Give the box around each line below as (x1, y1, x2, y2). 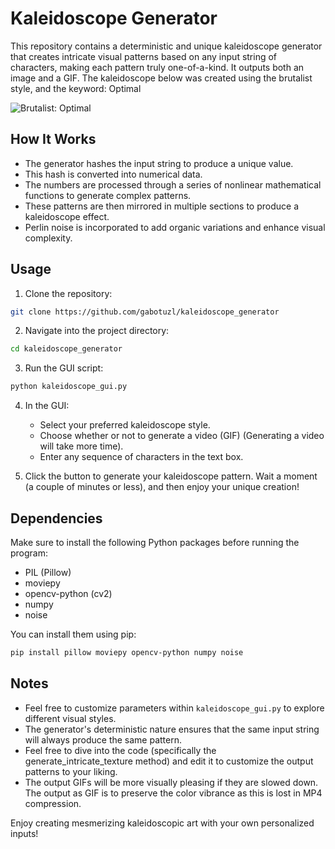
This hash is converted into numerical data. (24, 168, 203, 180)
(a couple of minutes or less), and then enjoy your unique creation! (24, 481, 300, 493)
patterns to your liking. (24, 765, 118, 777)
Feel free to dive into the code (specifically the (24, 744, 217, 756)
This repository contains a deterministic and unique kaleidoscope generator (10, 40, 323, 52)
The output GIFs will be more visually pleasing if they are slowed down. (24, 776, 319, 788)
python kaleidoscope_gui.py (10, 382, 128, 392)
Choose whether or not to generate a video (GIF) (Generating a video (39, 430, 325, 442)
